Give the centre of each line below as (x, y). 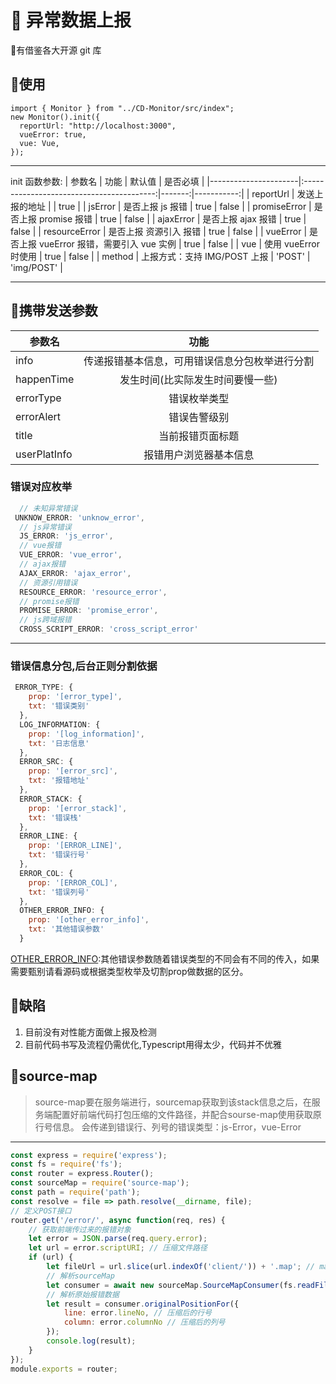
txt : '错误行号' (59, 855)
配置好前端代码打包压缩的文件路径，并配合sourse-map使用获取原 (187, 1114)
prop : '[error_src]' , (73, 771)
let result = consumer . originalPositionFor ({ (143, 1304)
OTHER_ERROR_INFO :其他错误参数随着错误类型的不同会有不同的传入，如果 (165, 958)
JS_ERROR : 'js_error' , (66, 536)
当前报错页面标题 (199, 436)
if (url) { (51, 1257)
